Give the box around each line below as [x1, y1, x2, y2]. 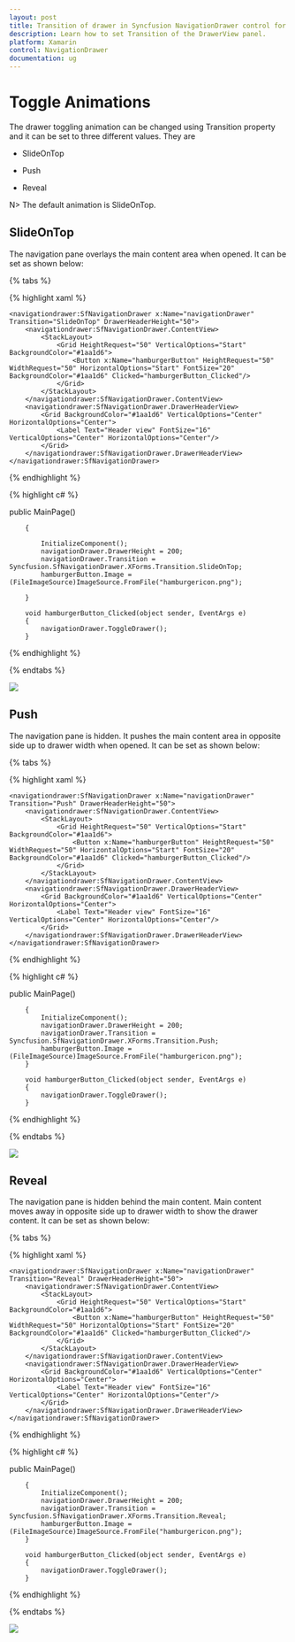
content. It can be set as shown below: [9, 1215, 150, 1226]
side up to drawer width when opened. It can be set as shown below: [9, 740, 261, 751]
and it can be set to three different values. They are [9, 130, 196, 142]
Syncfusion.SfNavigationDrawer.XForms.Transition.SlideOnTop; [9, 562, 243, 571]
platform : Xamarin [9, 37, 77, 47]
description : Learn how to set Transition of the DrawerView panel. [9, 29, 267, 38]
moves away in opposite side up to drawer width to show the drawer [9, 1206, 259, 1217]
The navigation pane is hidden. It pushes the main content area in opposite [9, 730, 281, 741]
